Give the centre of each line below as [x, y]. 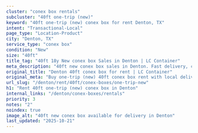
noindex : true [24, 110]
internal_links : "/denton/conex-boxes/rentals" [66, 94]
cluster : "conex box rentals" [43, 11]
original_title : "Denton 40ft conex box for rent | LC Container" [89, 72]
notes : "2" [19, 104]
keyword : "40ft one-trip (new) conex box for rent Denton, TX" [85, 22]
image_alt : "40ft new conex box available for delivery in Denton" [91, 115]
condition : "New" [27, 50]
